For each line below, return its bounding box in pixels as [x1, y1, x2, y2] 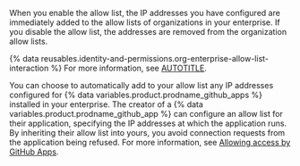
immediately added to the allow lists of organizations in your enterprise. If [9, 17, 280, 28]
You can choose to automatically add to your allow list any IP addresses [9, 80, 274, 90]
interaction [9, 62, 49, 73]
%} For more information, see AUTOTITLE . [50, 62, 208, 73]
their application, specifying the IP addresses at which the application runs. [9, 118, 287, 129]
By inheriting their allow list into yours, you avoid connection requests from [9, 128, 286, 137]
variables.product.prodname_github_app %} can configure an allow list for [9, 109, 284, 119]
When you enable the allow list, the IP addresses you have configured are [9, 8, 280, 18]
